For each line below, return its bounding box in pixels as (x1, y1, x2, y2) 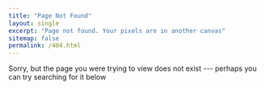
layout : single (8, 19, 60, 27)
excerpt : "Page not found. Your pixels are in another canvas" (8, 27, 226, 35)
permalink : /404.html (8, 42, 82, 50)
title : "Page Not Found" (8, 11, 92, 20)
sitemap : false (8, 34, 60, 43)
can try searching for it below (8, 72, 107, 82)
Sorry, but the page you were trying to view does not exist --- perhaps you (8, 63, 257, 73)
